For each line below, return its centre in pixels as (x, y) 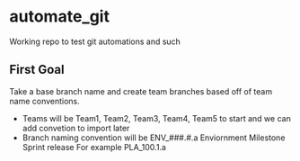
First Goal (37, 70)
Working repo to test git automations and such (95, 41)
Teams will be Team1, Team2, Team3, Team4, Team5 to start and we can (157, 118)
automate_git (60, 17)
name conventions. (45, 101)
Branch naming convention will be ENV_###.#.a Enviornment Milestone (154, 138)
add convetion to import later (76, 128)
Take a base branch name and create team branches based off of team (141, 91)
